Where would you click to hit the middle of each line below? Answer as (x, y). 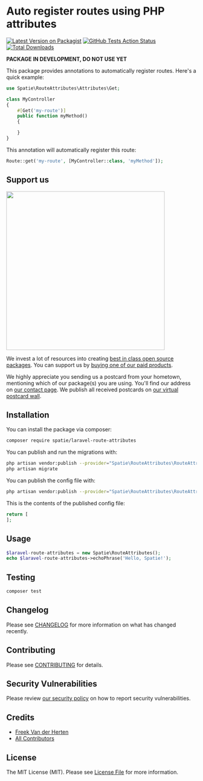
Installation (28, 415)
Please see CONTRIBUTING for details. (55, 665)
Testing (21, 577)
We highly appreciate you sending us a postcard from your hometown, (94, 376)
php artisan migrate (32, 469)
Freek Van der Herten (42, 732)
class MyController (31, 99)
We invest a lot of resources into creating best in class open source (90, 358)
